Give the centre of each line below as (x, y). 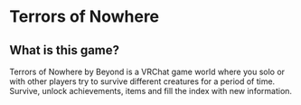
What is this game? (65, 50)
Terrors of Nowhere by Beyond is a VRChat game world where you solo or (147, 72)
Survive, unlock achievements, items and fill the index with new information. (150, 91)
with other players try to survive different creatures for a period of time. (142, 81)
